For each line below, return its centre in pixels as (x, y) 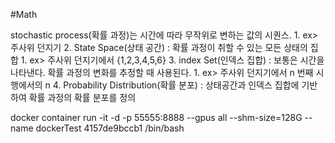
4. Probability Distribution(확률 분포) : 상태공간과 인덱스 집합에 (176, 85)
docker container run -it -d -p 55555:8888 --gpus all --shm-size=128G (156, 117)
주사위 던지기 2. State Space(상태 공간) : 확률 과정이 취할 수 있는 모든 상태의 (159, 47)
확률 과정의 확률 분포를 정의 (82, 97)
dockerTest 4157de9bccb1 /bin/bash (110, 128)
